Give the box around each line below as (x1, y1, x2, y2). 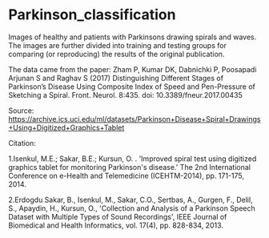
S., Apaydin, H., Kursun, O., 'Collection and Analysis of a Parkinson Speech (8, 203, 256, 213)
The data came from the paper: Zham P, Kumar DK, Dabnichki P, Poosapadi (8, 64, 257, 74)
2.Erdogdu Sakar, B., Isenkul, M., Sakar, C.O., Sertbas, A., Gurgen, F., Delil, (8, 195, 254, 204)
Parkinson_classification (8, 6, 176, 24)
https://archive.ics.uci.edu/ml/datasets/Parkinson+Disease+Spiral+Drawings (8, 114, 261, 123)
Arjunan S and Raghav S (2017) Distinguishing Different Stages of (8, 73, 224, 83)
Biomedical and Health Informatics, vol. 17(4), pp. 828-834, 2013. (8, 220, 224, 230)
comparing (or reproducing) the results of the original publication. (8, 49, 225, 58)
